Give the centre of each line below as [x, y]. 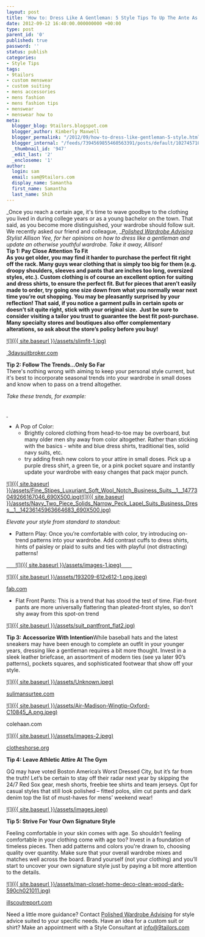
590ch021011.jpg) [28, 890]
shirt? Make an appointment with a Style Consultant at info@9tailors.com [98, 927]
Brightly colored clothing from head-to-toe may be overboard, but [107, 433]
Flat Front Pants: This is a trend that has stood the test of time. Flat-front [106, 601]
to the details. [23, 872]
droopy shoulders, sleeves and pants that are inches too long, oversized [100, 270]
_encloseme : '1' [32, 160]
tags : [13, 69]
